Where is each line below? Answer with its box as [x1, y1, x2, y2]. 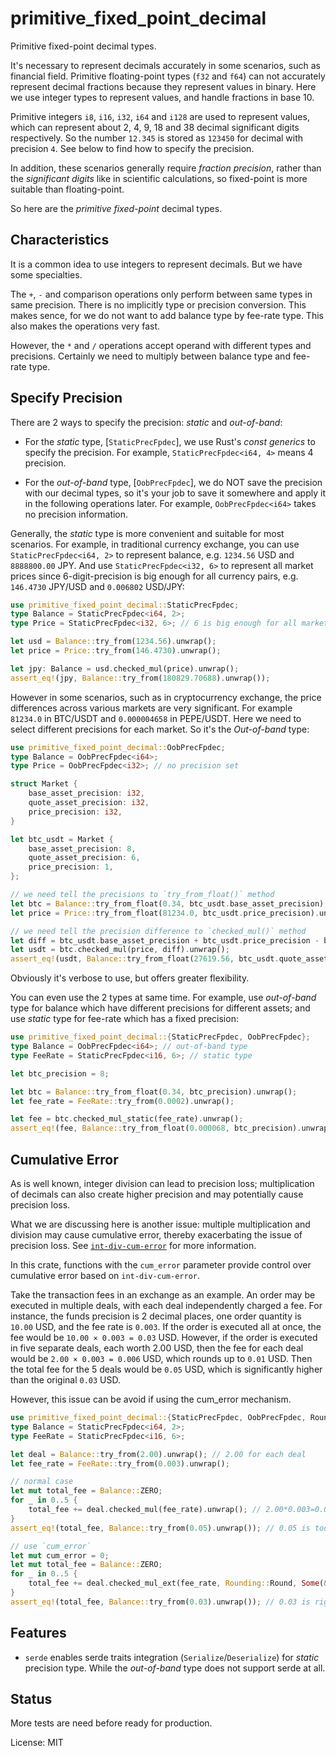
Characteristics [10, 232, 110, 249]
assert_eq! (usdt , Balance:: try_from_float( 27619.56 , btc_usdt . [10, 954, 280, 964]
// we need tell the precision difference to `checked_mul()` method [10, 926, 307, 936]
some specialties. [10, 268, 83, 281]
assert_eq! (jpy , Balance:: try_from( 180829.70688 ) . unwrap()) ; [10, 673, 271, 683]
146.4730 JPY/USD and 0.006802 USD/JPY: [10, 580, 185, 592]
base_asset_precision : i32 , [28, 788, 145, 799]
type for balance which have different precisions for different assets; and [10, 1002, 311, 1014]
